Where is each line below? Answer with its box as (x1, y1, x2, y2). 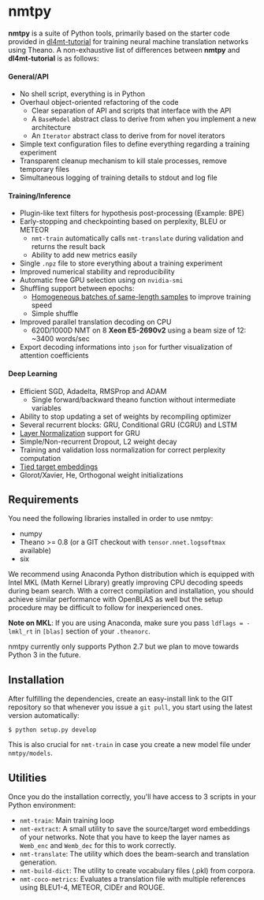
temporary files (19, 165, 69, 174)
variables (31, 403, 61, 412)
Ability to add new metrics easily (31, 251, 138, 260)
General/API (8, 72, 49, 81)
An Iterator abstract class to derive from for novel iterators (31, 131, 225, 140)
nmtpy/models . (8, 748, 53, 758)
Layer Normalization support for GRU (19, 428, 140, 437)
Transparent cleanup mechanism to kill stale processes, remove (19, 156, 227, 165)
